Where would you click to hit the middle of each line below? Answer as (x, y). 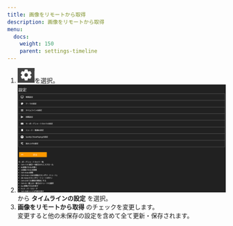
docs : (21, 37)
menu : (15, 29)
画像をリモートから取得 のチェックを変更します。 (88, 207)
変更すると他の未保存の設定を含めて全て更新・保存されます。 (105, 216)
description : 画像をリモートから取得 (56, 22)
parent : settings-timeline (59, 51)
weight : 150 (37, 44)
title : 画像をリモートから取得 (46, 15)
